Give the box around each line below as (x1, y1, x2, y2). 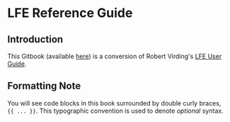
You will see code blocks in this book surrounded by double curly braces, (7, 99, 222, 107)
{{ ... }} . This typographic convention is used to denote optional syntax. (7, 106, 224, 115)
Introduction (7, 33, 64, 45)
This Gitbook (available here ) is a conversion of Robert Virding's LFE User (7, 52, 222, 60)
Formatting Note (7, 80, 81, 92)
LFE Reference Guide (7, 5, 133, 21)
